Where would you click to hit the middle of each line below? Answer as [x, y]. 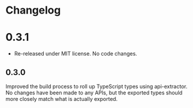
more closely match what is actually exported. [62, 99]
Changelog [33, 10]
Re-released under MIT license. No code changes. [75, 54]
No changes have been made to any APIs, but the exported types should [94, 93]
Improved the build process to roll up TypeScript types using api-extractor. [96, 86]
